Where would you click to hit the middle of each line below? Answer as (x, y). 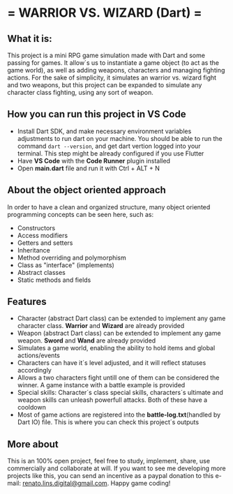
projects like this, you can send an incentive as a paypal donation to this (111, 476)
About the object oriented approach (87, 190)
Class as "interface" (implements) (66, 265)
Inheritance (34, 250)
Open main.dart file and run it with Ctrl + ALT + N (89, 168)
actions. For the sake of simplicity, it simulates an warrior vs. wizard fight (112, 77)
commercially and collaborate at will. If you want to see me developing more (116, 468)
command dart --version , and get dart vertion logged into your (109, 146)
